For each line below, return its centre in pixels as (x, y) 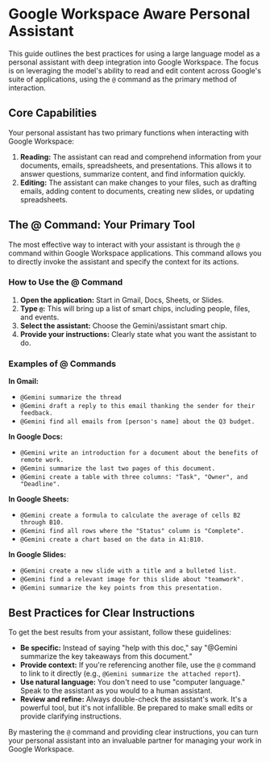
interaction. (27, 87)
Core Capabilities (53, 113)
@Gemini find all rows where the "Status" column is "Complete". (132, 531)
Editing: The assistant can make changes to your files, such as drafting (138, 182)
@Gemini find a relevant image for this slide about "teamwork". (132, 580)
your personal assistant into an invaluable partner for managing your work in (135, 740)
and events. (39, 317)
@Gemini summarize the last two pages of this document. (118, 468)
